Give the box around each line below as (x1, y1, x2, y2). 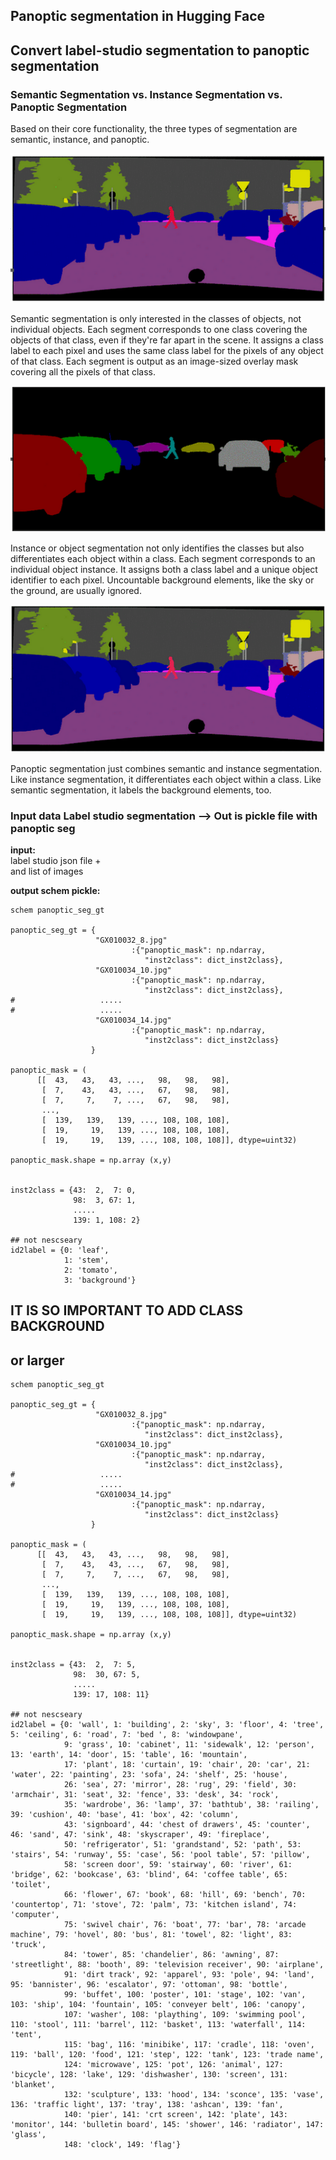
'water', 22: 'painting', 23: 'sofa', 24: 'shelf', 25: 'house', (10, 1770, 288, 1780)
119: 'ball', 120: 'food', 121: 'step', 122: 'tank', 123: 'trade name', (10, 2050, 325, 2060)
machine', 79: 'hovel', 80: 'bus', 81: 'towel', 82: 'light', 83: (10, 1930, 293, 1940)
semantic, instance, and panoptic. (10, 134, 150, 146)
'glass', (10, 2130, 47, 2140)
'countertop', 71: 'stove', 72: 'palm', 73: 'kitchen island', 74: (10, 1900, 298, 1910)
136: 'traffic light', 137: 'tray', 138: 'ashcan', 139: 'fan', (10, 2100, 284, 2110)
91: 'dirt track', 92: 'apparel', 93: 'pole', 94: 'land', (63, 1970, 315, 1980)
